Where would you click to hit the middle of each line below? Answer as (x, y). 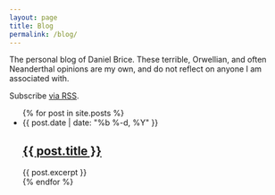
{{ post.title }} (62, 151)
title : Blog (31, 26)
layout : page (33, 17)
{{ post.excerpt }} (54, 173)
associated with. (39, 79)
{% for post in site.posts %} (73, 114)
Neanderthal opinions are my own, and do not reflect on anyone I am (135, 69)
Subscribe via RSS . (44, 96)
